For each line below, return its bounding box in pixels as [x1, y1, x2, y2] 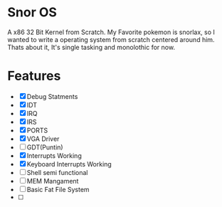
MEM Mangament [26, 176, 79, 185]
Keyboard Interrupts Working [26, 159, 112, 168]
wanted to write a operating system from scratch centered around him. [7, 35, 215, 43]
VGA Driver [26, 134, 60, 143]
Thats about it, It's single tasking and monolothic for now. [7, 43, 176, 51]
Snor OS [7, 4, 57, 21]
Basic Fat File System [26, 185, 90, 193]
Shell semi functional [26, 168, 88, 176]
